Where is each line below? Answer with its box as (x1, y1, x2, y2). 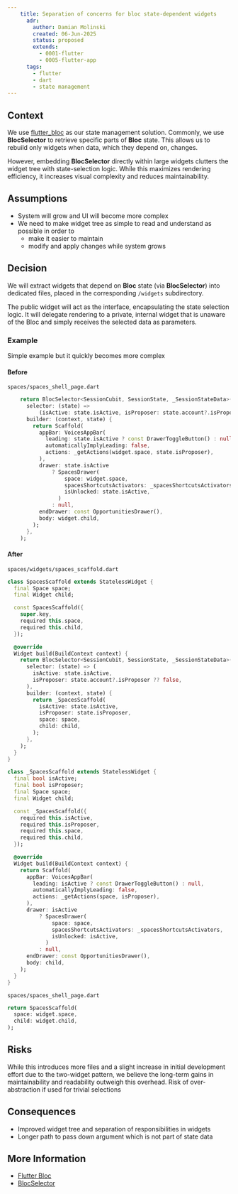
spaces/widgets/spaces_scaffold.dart (7, 565, 119, 572)
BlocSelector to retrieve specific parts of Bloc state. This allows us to (7, 136, 210, 144)
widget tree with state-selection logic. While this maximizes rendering (7, 165, 211, 173)
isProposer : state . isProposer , (38, 710, 132, 717)
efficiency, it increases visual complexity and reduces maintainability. (7, 172, 209, 181)
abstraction (7, 1085, 41, 1094)
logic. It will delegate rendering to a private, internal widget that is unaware (7, 310, 225, 318)
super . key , (20, 611, 52, 618)
